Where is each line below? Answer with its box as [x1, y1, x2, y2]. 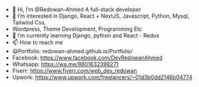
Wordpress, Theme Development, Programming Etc [12, 25, 143, 32]
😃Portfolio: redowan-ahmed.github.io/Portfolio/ [12, 48, 133, 55]
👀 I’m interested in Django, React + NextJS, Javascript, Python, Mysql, [12, 12, 190, 20]
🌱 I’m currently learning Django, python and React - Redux [12, 32, 160, 39]
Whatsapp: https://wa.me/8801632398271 [12, 61, 119, 67]
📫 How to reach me [12, 39, 63, 46]
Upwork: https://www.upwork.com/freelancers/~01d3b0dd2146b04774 [12, 74, 193, 81]
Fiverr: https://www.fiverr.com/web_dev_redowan [12, 67, 137, 74]
